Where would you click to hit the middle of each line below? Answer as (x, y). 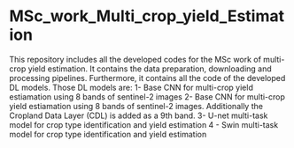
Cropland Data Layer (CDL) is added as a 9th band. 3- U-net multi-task (139, 115)
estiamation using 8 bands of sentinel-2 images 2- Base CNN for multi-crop (147, 96)
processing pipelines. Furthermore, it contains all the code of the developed (147, 78)
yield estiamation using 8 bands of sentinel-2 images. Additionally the (136, 106)
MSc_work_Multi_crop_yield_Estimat (147, 16)
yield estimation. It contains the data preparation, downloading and (150, 69)
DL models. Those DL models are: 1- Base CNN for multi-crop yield (132, 87)
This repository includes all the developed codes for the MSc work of (135, 59)
